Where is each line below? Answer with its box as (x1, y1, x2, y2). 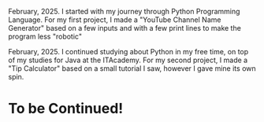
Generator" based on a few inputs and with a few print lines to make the (8, 24, 242, 32)
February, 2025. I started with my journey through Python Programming (8, 7, 240, 16)
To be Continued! (8, 100, 124, 117)
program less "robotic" (8, 31, 83, 41)
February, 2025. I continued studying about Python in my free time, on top (8, 47, 249, 56)
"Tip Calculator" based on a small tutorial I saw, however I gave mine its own (8, 64, 256, 73)
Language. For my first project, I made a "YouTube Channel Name (8, 15, 221, 24)
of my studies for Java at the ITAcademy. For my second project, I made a (8, 55, 248, 65)
